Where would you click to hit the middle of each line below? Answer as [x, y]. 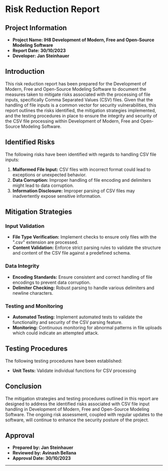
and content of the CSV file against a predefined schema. [71, 253]
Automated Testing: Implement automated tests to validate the [77, 317]
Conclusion [23, 386]
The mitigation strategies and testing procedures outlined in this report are [82, 398]
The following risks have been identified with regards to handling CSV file [81, 154]
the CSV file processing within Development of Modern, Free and [72, 121]
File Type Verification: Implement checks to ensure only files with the [84, 237]
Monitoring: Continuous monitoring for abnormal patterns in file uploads [87, 327]
